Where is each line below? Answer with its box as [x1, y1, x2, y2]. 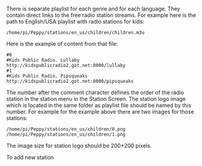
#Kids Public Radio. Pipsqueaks [6, 73, 88, 79]
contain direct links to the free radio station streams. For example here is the [6, 11, 197, 19]
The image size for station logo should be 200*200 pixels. [6, 142, 152, 149]
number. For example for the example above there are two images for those [6, 108, 195, 115]
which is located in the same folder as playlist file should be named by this [6, 102, 192, 109]
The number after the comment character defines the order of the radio [6, 89, 184, 96]
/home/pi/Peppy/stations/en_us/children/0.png [6, 126, 126, 132]
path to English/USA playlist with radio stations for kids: [6, 18, 145, 25]
